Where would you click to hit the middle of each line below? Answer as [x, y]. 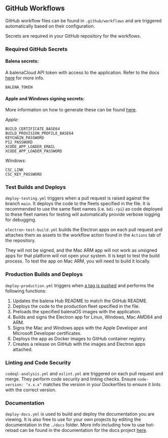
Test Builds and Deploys [36, 187]
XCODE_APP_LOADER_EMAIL [30, 147]
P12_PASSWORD [19, 142]
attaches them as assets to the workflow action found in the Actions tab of [83, 235]
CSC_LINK [14, 170]
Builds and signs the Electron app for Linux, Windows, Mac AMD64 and [87, 317]
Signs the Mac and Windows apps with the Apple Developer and [80, 328]
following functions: [26, 291]
